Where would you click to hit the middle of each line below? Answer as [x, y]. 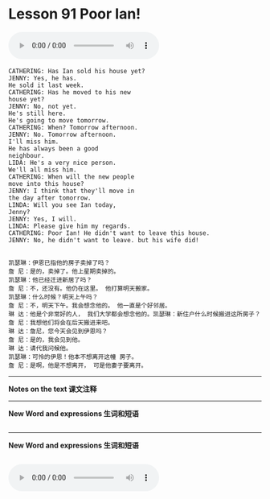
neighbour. [27, 155]
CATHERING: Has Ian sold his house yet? [77, 71]
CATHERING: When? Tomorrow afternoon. [73, 127]
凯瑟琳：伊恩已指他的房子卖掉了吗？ [59, 262]
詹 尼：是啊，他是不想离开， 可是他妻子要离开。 [78, 365]
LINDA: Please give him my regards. [70, 226]
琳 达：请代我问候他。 [40, 348]
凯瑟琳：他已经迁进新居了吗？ [50, 280]
